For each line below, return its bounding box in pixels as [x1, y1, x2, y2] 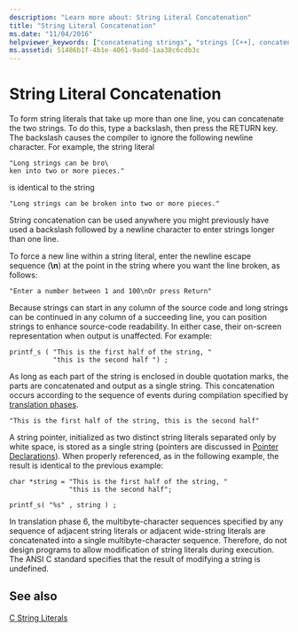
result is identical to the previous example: [9, 460, 164, 471]
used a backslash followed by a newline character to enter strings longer [9, 224, 275, 235]
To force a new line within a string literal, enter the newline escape [9, 251, 251, 261]
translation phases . [9, 400, 79, 410]
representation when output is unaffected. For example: [9, 331, 213, 341]
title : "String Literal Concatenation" [9, 21, 157, 30]
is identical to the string [9, 183, 95, 193]
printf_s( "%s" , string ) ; [9, 501, 117, 510]
